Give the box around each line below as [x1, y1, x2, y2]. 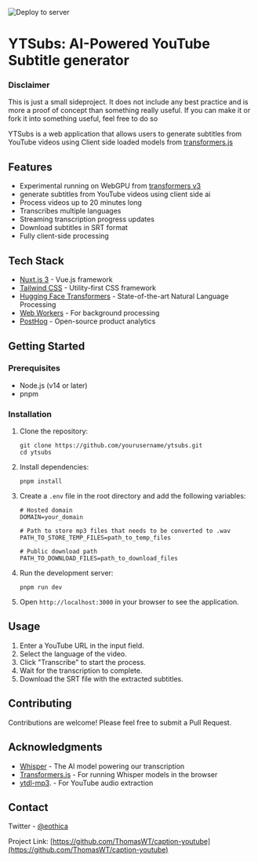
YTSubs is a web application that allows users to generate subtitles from [8, 130, 242, 139]
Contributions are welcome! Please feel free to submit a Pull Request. [8, 718, 232, 727]
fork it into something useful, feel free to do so [8, 114, 158, 123]
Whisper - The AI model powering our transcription [19, 762, 185, 771]
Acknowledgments [8, 740, 104, 754]
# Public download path [19, 548, 98, 556]
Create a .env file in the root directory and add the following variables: [19, 491, 246, 501]
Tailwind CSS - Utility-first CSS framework [19, 283, 157, 293]
